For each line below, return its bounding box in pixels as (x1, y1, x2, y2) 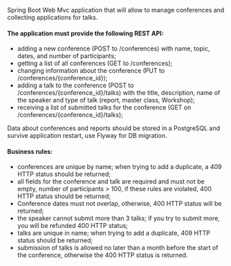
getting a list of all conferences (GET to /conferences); (17, 59, 173, 68)
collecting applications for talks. (7, 13, 98, 21)
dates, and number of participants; (17, 52, 116, 60)
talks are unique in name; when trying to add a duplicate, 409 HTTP (17, 229, 211, 238)
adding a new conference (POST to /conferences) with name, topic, (17, 44, 210, 53)
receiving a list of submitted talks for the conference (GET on (17, 103, 192, 112)
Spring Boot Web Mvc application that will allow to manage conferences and (7, 6, 225, 14)
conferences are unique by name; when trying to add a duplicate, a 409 (17, 163, 222, 171)
